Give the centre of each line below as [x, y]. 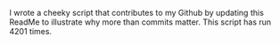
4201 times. [30, 31]
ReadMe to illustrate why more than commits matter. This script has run [140, 22]
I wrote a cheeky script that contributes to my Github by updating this [137, 13]
